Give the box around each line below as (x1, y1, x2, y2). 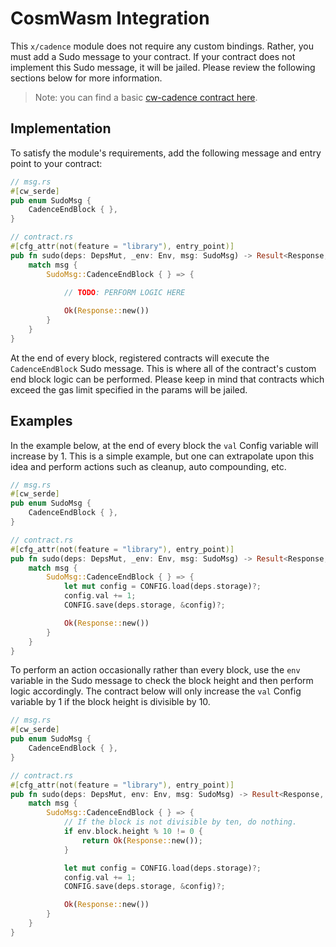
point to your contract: (10, 157, 103, 169)
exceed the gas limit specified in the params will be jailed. (10, 383, 248, 396)
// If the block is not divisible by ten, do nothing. (63, 817, 298, 827)
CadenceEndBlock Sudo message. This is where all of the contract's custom (10, 362, 317, 374)
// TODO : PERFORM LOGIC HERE (63, 288, 186, 298)
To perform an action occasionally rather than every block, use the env (10, 664, 301, 676)
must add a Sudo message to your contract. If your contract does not (10, 50, 296, 62)
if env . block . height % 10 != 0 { (63, 827, 203, 837)
